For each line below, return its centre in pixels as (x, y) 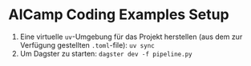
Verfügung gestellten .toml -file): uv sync (87, 45)
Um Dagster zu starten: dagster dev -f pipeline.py (106, 53)
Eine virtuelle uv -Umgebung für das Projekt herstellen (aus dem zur (131, 37)
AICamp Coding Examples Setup (119, 15)
